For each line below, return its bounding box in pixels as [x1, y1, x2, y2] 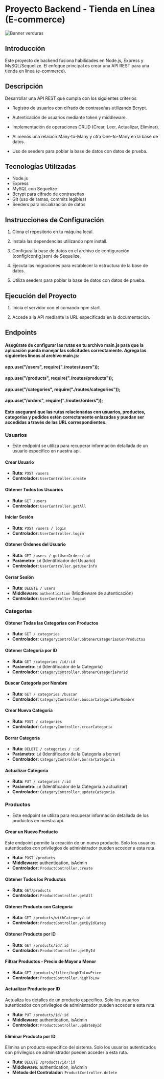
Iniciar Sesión [5, 514, 34, 520]
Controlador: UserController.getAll [12, 503, 87, 509]
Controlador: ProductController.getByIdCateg [12, 920, 106, 926]
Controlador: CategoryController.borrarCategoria [12, 756, 115, 762]
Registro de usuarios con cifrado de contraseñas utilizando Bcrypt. [12, 105, 147, 111]
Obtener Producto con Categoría [5, 903, 73, 909]
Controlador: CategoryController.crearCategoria [12, 724, 113, 729]
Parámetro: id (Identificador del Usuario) [12, 558, 95, 564]
